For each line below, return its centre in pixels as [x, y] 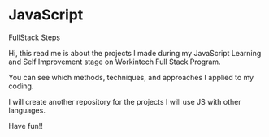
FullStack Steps [35, 37]
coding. [21, 86]
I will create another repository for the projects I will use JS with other [125, 101]
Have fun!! [26, 126]
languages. [27, 110]
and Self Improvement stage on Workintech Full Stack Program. [115, 62]
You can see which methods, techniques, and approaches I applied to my [131, 77]
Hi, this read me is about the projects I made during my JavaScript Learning [135, 53]
